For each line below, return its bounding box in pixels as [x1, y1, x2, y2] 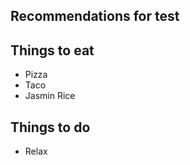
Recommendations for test [10, 8, 180, 25]
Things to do [10, 119, 91, 136]
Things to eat [10, 42, 95, 59]
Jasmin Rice [24, 90, 76, 102]
